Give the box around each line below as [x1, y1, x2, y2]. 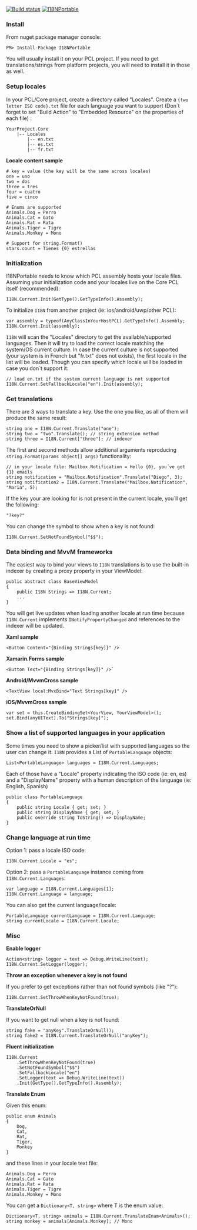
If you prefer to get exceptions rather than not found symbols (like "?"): [6, 983, 178, 991]
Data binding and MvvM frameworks [6, 548, 113, 556]
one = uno [6, 174, 31, 179]
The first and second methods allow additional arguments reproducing [6, 446, 177, 454]
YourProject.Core [6, 126, 49, 132]
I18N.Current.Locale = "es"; [6, 858, 78, 864]
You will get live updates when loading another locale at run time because [6, 609, 185, 617]
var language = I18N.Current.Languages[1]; [6, 886, 115, 892]
